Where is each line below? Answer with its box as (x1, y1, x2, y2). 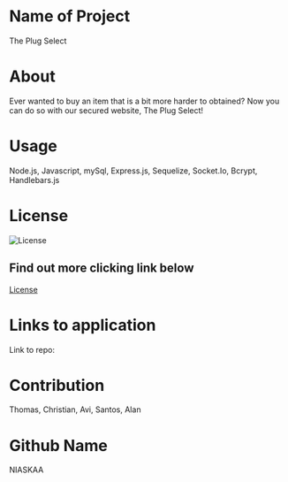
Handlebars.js (9, 174, 60, 185)
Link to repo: (9, 344, 56, 355)
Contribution (9, 375, 105, 395)
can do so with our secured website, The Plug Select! (9, 104, 204, 116)
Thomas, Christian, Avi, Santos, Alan (9, 404, 141, 415)
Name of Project (9, 6, 131, 27)
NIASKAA (9, 464, 44, 475)
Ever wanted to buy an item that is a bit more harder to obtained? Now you (9, 96, 280, 106)
